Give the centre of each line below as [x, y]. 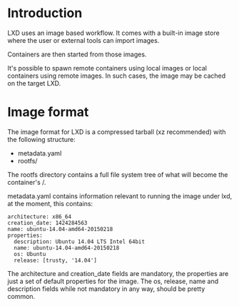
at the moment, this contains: [50, 203]
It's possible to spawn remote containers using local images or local [107, 68]
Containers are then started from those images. [77, 54]
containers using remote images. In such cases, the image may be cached [117, 76]
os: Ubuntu [30, 254]
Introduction [45, 13]
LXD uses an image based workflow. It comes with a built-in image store [113, 33]
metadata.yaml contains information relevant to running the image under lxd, [120, 196]
